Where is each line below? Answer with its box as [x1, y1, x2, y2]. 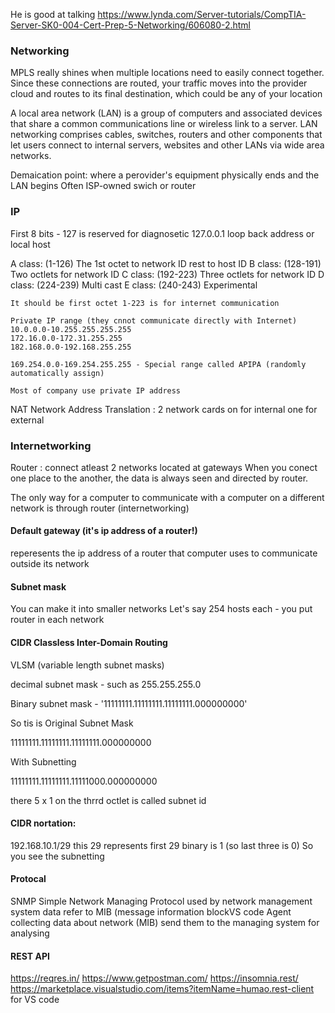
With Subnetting [10, 755, 77, 768]
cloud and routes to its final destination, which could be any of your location [10, 88, 323, 100]
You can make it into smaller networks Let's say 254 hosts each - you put [10, 603, 313, 615]
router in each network [10, 614, 105, 626]
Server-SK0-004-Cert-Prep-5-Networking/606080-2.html [10, 19, 252, 31]
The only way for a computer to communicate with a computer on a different [10, 491, 325, 503]
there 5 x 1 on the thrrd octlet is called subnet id [10, 794, 207, 806]
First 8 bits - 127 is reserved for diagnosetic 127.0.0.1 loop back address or [10, 227, 315, 239]
